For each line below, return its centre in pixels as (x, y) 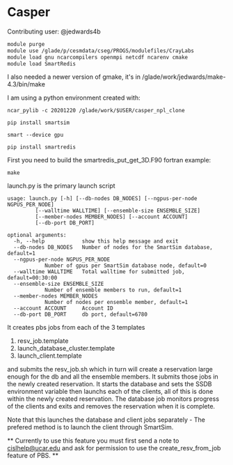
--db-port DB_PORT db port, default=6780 (81, 314)
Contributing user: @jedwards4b (54, 31)
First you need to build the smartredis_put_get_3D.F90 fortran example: (109, 160)
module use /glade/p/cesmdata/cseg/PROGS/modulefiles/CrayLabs (101, 51)
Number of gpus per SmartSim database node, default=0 (126, 266)
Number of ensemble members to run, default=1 (113, 290)
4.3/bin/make (26, 84)
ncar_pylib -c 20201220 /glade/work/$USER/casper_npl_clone (96, 111)
